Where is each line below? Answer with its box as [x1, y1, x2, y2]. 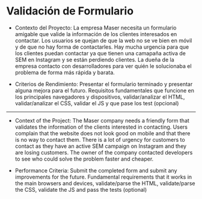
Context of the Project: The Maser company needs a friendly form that [14, 117, 189, 124]
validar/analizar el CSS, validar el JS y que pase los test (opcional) [14, 99, 179, 106]
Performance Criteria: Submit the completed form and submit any [14, 167, 177, 174]
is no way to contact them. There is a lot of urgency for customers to [14, 136, 185, 143]
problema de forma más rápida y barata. [14, 69, 115, 76]
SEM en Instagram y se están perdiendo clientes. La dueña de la [14, 56, 174, 63]
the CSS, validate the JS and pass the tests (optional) [14, 186, 147, 193]
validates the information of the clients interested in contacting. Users [14, 123, 188, 130]
